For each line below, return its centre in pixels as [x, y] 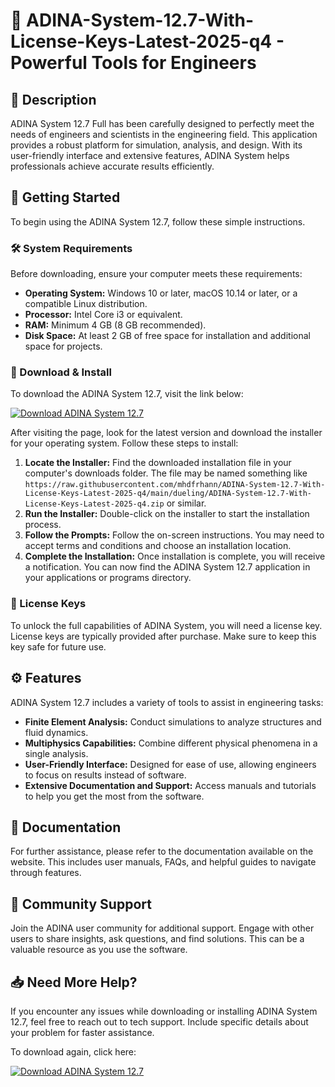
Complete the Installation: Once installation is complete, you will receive [175, 556]
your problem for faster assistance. [82, 1032]
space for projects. [63, 346]
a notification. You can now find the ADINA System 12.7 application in [167, 567]
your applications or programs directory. [108, 578]
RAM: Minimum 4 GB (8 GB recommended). [115, 325]
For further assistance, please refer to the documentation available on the [162, 851]
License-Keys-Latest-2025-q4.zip [94, 504]
